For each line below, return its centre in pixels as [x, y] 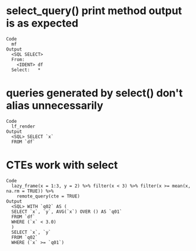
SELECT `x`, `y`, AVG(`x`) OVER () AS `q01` [67, 212]
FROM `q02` [25, 237]
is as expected [42, 23]
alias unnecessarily [55, 106]
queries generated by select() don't [94, 93]
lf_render [23, 126]
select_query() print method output [94, 11]
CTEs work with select [62, 165]
